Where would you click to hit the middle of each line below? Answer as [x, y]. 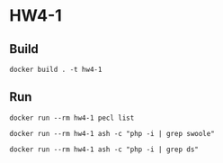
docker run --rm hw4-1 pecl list [72, 118]
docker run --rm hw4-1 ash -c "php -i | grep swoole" [112, 133]
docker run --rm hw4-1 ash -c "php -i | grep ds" [104, 149]
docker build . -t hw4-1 [56, 69]
